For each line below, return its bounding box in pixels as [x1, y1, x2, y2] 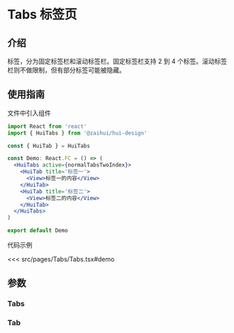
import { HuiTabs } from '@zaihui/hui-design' [7, 129, 147, 137]
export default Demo [7, 227, 69, 235]
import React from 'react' [7, 123, 87, 130]
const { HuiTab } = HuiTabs [7, 142, 91, 149]
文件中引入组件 [7, 108, 51, 117]
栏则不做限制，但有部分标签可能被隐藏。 [7, 66, 126, 74]
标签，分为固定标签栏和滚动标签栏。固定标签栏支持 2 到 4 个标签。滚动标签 [7, 57, 228, 65]
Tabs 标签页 [7, 6, 77, 23]
